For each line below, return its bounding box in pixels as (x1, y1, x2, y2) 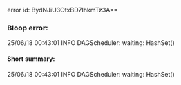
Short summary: (7, 55, 55, 63)
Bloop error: (7, 23, 48, 32)
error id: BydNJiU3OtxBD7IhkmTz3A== (7, 6, 118, 14)
